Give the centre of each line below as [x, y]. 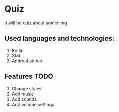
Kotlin [18, 50]
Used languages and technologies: [59, 38]
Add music [23, 94]
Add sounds [24, 99]
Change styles [27, 88]
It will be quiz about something [36, 23]
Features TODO [29, 77]
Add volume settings [33, 104]
